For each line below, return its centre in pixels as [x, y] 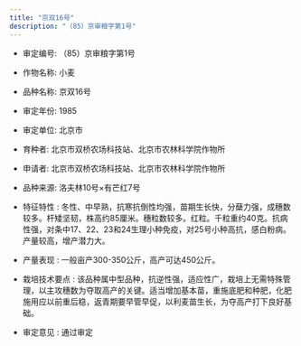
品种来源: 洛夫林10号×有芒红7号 [81, 187]
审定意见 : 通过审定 [57, 332]
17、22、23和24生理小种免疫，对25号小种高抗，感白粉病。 [180, 229]
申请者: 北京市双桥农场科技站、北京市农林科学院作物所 [124, 168]
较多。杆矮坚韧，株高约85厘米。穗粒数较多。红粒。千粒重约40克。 [147, 218]
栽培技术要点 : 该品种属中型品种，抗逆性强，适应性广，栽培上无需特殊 [152, 279]
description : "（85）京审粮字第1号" [73, 26]
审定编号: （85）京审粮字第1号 [79, 53]
